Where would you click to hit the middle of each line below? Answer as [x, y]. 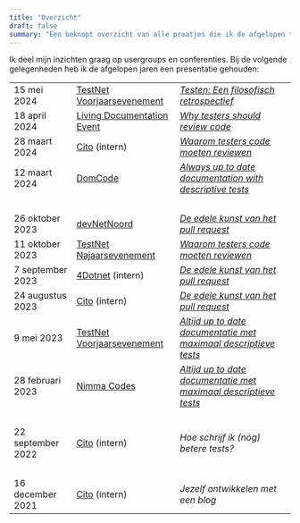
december [35, 494]
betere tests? [207, 449]
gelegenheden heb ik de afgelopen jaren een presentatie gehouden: [134, 69]
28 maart [33, 141]
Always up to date [218, 167]
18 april [30, 115]
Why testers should [221, 115]
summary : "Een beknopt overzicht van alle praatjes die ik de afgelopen [147, 34]
